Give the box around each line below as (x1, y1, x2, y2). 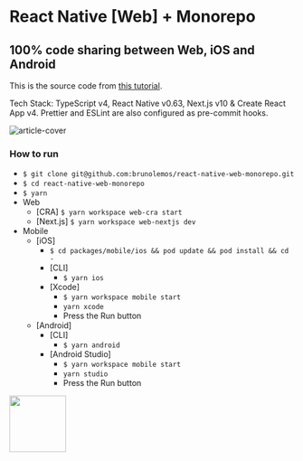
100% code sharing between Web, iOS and (9, 42, 255, 58)
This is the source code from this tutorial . (9, 80, 163, 91)
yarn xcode (62, 303, 104, 312)
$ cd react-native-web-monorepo (22, 179, 145, 189)
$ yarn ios (62, 274, 104, 283)
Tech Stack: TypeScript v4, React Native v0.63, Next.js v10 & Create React (9, 98, 287, 108)
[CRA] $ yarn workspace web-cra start (35, 206, 183, 218)
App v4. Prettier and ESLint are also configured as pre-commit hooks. (9, 108, 269, 118)
